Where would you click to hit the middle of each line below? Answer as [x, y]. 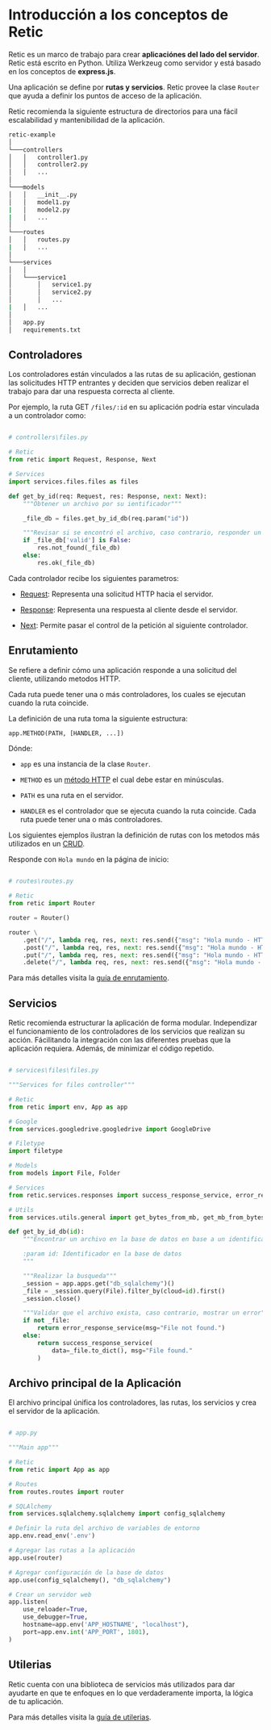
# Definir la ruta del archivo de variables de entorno [104, 1528]
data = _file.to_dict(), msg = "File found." [122, 1350]
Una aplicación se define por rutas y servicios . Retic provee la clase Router [134, 87]
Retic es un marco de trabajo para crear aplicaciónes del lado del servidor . [134, 54]
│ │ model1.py [39, 202]
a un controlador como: [47, 416]
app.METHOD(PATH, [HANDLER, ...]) [67, 733]
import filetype [35, 1151]
